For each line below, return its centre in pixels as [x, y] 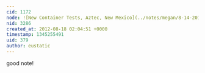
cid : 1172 [19, 12]
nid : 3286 [19, 23]
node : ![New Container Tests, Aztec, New [60, 18]
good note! [20, 63]
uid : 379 [17, 40]
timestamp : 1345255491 [35, 35]
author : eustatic [28, 46]
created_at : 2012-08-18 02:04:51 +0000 [57, 29]
